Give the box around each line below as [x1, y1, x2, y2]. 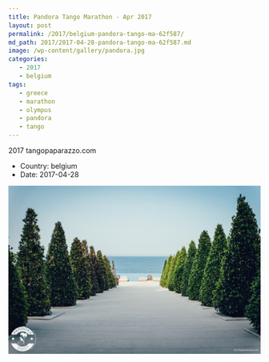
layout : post [8, 21, 52, 30]
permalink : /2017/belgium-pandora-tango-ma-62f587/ [8, 30, 184, 38]
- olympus [18, 106, 52, 114]
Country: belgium [19, 161, 78, 171]
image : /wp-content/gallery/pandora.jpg [8, 46, 146, 55]
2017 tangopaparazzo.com [8, 146, 97, 155]
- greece [18, 89, 48, 97]
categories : [8, 55, 48, 63]
